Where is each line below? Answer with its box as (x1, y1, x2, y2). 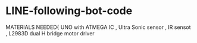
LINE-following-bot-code (5, 4, 133, 18)
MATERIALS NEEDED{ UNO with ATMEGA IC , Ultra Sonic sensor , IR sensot (5, 24, 191, 31)
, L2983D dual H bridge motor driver (5, 29, 95, 37)
